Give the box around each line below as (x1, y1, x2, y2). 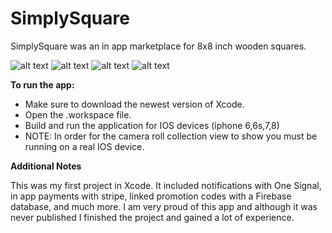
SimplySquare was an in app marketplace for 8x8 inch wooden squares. (10, 40, 307, 52)
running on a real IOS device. (24, 140, 145, 152)
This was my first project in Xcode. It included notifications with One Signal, (10, 179, 322, 191)
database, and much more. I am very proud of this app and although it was (10, 200, 318, 212)
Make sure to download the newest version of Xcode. (24, 98, 245, 110)
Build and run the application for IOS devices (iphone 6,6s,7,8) (24, 119, 280, 131)
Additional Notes (10, 160, 82, 172)
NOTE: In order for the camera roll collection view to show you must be (24, 130, 318, 142)
